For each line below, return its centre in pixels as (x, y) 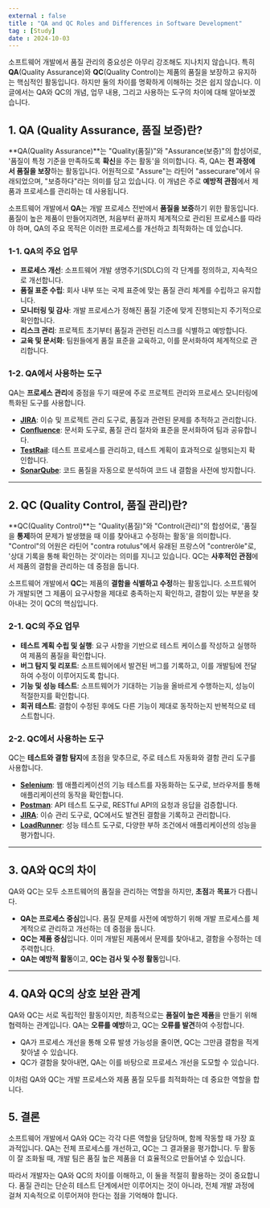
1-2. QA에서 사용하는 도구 (55, 373)
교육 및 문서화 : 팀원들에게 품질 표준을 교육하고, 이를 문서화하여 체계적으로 (134, 341)
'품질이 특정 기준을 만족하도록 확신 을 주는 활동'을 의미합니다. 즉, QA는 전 (121, 161)
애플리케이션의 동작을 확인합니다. (72, 795)
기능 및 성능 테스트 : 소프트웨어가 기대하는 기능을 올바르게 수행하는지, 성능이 (137, 685)
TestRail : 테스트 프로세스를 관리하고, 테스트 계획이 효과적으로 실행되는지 (133, 450)
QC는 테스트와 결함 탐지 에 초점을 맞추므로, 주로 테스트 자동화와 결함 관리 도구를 (132, 758)
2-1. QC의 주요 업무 (44, 627)
